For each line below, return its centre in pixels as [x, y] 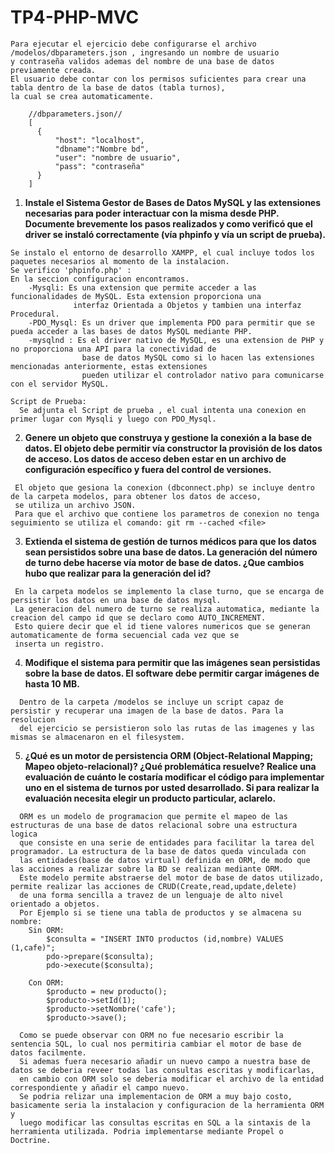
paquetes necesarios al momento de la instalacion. [120, 261]
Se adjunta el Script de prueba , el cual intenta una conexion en [163, 410]
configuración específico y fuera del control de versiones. [148, 469]
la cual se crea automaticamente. [82, 96]
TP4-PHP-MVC [75, 17]
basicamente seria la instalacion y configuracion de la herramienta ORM [167, 1105]
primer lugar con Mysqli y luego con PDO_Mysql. [113, 419]
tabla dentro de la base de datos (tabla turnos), [118, 87]
